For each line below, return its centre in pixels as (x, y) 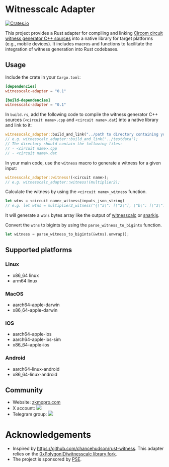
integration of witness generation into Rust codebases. (62, 49)
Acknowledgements (48, 434)
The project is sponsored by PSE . (47, 459)
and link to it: (19, 125)
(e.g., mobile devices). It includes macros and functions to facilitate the (79, 43)
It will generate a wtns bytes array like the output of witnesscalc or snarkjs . (82, 215)
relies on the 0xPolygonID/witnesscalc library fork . (65, 454)
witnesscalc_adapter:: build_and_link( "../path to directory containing (82, 135)
